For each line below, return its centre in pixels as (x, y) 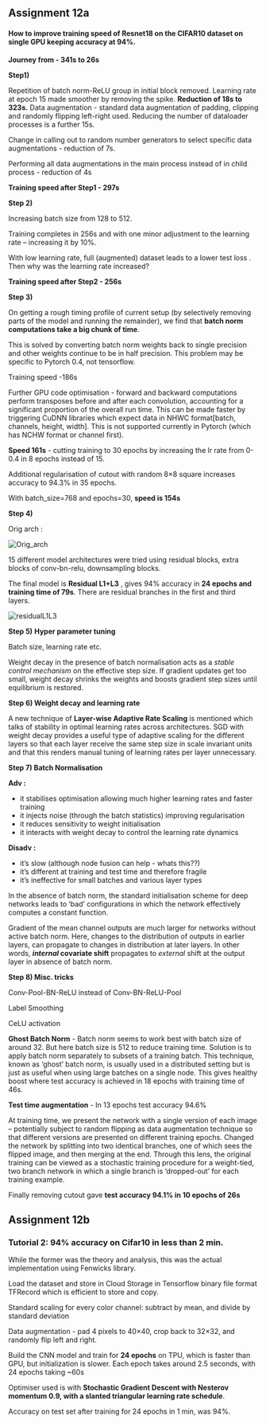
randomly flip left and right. (53, 1340)
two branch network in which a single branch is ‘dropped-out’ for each (124, 1171)
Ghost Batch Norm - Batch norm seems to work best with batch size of (125, 1039)
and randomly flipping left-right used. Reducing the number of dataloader (128, 115)
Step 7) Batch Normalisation (56, 767)
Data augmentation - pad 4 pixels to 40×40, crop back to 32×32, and (122, 1332)
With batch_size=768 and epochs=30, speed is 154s (94, 497)
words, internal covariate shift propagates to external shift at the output (127, 953)
